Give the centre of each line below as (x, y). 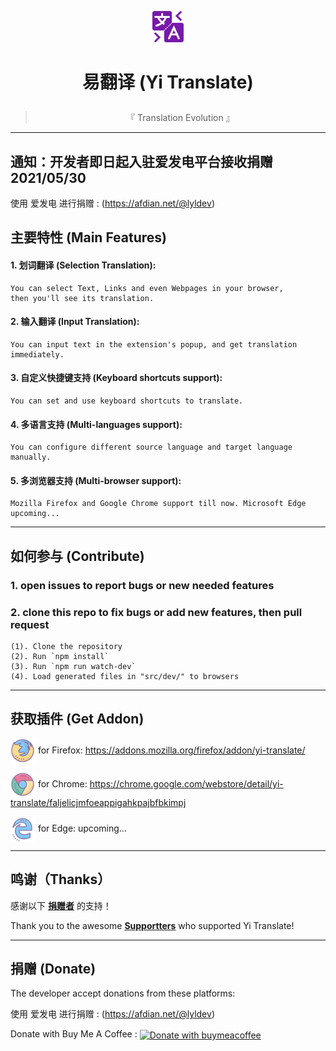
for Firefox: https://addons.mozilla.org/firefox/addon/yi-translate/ (171, 750)
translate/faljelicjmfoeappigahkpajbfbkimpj (98, 802)
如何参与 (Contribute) (77, 556)
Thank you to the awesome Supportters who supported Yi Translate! (152, 925)
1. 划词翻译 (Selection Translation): (83, 265)
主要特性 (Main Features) (89, 237)
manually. (31, 457)
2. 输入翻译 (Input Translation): (75, 322)
